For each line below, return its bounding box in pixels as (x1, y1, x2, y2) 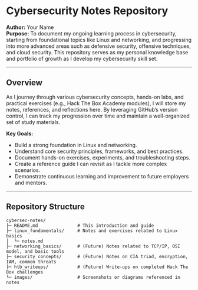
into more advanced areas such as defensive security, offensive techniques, (6, 43, 192, 50)
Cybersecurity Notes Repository (6, 4, 169, 18)
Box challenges (6, 269, 44, 275)
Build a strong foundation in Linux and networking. (14, 141, 137, 148)
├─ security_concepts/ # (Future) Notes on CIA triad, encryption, (6, 253, 189, 259)
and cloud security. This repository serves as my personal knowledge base (6, 48, 189, 56)
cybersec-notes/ (6, 217, 46, 223)
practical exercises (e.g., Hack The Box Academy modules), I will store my (6, 99, 186, 107)
